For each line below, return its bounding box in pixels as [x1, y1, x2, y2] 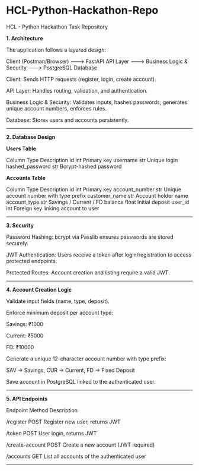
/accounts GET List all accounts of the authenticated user [6, 453, 146, 460]
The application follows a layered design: [6, 46, 107, 53]
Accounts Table [6, 174, 46, 181]
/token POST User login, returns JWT [6, 429, 97, 437]
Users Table [6, 145, 37, 152]
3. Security [6, 222, 34, 229]
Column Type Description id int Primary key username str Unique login [6, 156, 178, 163]
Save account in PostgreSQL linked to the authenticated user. [6, 378, 156, 385]
